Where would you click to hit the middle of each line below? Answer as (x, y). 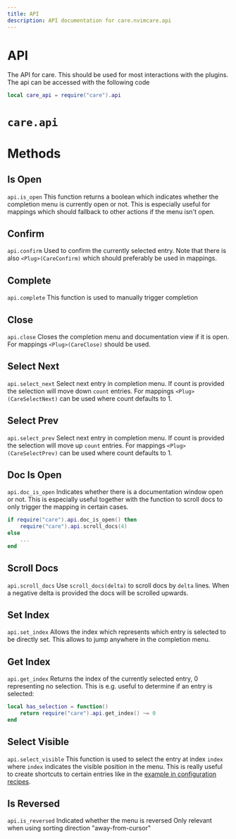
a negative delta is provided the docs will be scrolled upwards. (98, 593)
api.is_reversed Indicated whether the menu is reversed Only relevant (110, 821)
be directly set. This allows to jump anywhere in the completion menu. (109, 640)
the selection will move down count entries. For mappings (91, 391)
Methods (34, 153)
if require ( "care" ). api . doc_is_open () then (72, 520)
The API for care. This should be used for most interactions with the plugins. (118, 75)
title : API (23, 14)
